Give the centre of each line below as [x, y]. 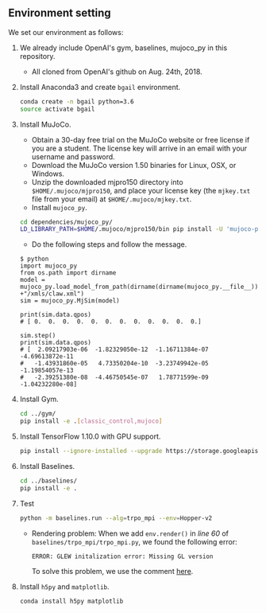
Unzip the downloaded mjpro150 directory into [108, 182]
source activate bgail [57, 109]
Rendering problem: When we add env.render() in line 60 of [130, 533]
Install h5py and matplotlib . [64, 586]
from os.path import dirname [68, 273]
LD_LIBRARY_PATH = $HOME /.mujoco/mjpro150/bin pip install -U [121, 229]
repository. [37, 56]
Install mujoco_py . [59, 207]
